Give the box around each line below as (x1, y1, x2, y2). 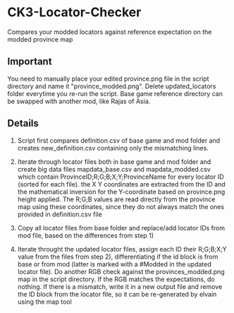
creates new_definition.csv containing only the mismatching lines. (17, 143, 209, 152)
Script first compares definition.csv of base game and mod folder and (17, 136, 221, 145)
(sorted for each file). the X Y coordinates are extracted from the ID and (17, 179, 226, 188)
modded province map (7, 35, 73, 43)
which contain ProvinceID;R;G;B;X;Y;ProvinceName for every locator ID (17, 172, 224, 181)
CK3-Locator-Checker (7, 4, 142, 20)
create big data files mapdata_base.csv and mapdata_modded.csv (17, 165, 211, 173)
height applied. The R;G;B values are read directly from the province (17, 195, 216, 203)
